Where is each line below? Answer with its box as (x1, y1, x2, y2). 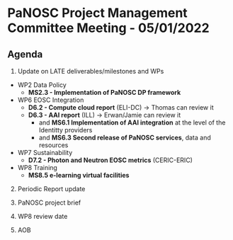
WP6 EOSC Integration (17, 96, 84, 104)
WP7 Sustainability (17, 149, 73, 156)
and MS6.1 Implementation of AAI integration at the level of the (38, 118, 226, 127)
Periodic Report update (17, 185, 86, 193)
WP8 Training (17, 164, 58, 171)
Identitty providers (38, 126, 93, 134)
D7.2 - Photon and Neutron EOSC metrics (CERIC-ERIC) (28, 156, 193, 164)
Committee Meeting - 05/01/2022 (7, 20, 210, 36)
